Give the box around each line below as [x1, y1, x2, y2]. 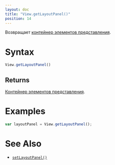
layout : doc [5, 7, 29, 12]
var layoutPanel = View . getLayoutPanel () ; [5, 122, 92, 127]
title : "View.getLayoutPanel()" [5, 12, 70, 16]
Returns [5, 76, 30, 84]
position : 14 [5, 16, 32, 21]
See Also [5, 138, 42, 149]
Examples [5, 106, 46, 117]
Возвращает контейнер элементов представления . [5, 30, 111, 35]
